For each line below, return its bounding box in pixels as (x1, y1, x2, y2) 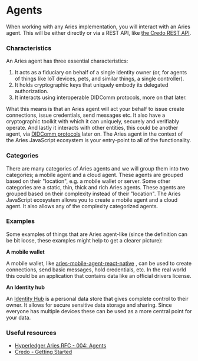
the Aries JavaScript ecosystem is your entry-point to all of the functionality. (6, 137, 192, 144)
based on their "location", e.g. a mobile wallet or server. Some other (6, 178, 171, 185)
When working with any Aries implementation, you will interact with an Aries (6, 23, 190, 30)
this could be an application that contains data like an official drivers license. (6, 272, 192, 279)
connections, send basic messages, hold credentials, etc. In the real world (6, 266, 187, 273)
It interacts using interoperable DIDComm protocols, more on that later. (14, 94, 187, 101)
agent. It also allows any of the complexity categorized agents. (6, 202, 159, 209)
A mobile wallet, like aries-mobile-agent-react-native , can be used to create (6, 260, 192, 267)
